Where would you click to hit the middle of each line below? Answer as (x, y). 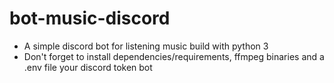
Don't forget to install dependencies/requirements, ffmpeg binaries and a (174, 56)
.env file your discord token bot (88, 67)
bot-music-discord (90, 18)
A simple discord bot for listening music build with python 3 (146, 46)
